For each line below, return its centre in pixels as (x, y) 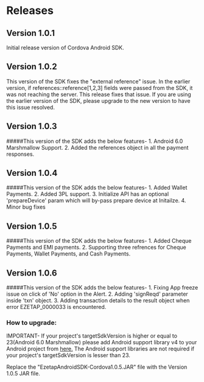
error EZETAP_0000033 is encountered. (56, 307)
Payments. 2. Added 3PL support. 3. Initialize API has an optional (88, 194)
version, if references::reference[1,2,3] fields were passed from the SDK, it (100, 88)
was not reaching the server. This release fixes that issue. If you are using (99, 94)
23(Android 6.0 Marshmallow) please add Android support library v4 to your (102, 342)
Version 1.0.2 (32, 67)
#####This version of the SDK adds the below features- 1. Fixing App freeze (102, 288)
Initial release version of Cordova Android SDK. (65, 47)
